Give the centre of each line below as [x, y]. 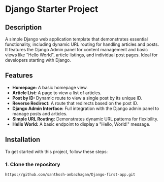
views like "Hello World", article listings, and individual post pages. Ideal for [82, 55]
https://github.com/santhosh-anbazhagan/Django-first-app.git [70, 174]
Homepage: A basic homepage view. [50, 87]
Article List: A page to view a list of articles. [57, 93]
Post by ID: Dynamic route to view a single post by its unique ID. [77, 98]
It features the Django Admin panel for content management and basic [77, 50]
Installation [23, 140]
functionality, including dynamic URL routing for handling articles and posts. [82, 44]
